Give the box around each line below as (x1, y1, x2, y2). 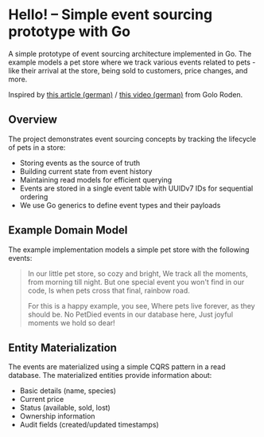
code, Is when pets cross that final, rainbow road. (27, 285, 190, 295)
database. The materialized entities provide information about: (8, 371, 212, 380)
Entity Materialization (8, 341, 118, 354)
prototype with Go (8, 22, 131, 41)
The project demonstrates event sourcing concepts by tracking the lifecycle (8, 134, 257, 144)
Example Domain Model (8, 223, 128, 237)
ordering (19, 191, 49, 201)
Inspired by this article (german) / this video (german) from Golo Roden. (8, 89, 243, 99)
